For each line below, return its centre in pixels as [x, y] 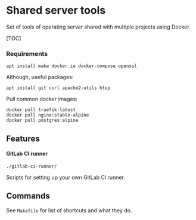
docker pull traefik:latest [41, 110]
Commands [28, 196]
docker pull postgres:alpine [42, 120]
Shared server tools [56, 10]
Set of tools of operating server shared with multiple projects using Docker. [98, 27]
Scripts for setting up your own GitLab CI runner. [66, 177]
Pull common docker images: [42, 99]
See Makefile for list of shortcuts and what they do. [69, 210]
